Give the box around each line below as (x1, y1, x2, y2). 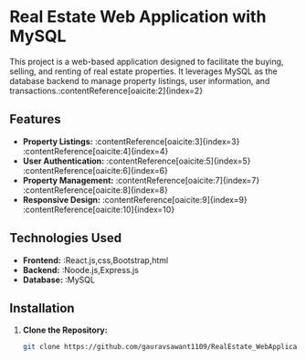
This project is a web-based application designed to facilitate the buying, (9, 56, 284, 67)
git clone (22, 343, 61, 352)
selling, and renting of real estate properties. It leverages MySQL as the (9, 66, 278, 77)
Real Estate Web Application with (9, 6, 267, 27)
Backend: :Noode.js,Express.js (22, 264, 140, 275)
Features (9, 111, 61, 127)
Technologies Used (9, 230, 121, 246)
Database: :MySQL (22, 274, 96, 285)
